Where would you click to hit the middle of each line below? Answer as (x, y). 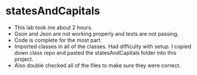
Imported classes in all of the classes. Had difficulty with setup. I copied (103, 46)
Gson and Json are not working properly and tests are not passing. (96, 33)
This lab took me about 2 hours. (53, 27)
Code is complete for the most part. (58, 40)
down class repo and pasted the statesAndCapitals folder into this (95, 52)
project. (24, 59)
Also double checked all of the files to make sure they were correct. (97, 65)
